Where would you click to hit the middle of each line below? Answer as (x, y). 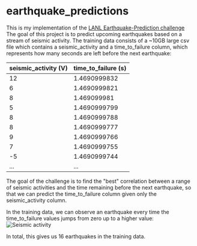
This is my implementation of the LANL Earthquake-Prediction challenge (95, 28)
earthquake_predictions (68, 11)
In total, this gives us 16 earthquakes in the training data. (76, 236)
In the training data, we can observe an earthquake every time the (88, 212)
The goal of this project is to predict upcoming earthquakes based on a (94, 34)
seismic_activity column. (37, 200)
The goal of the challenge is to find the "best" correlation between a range (98, 181)
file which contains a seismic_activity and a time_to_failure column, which (97, 47)
